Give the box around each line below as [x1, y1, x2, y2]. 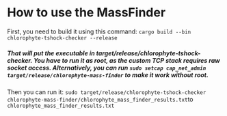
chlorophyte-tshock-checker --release [7, 34, 118, 42]
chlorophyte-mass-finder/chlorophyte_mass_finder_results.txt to [7, 95, 193, 103]
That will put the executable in [7, 49, 96, 57]
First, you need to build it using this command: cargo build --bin [7, 27, 191, 35]
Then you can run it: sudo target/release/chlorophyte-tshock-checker [7, 87, 206, 96]
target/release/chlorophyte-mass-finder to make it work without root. [7, 70, 209, 79]
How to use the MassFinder [7, 5, 166, 20]
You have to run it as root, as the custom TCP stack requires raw [33, 56, 220, 64]
